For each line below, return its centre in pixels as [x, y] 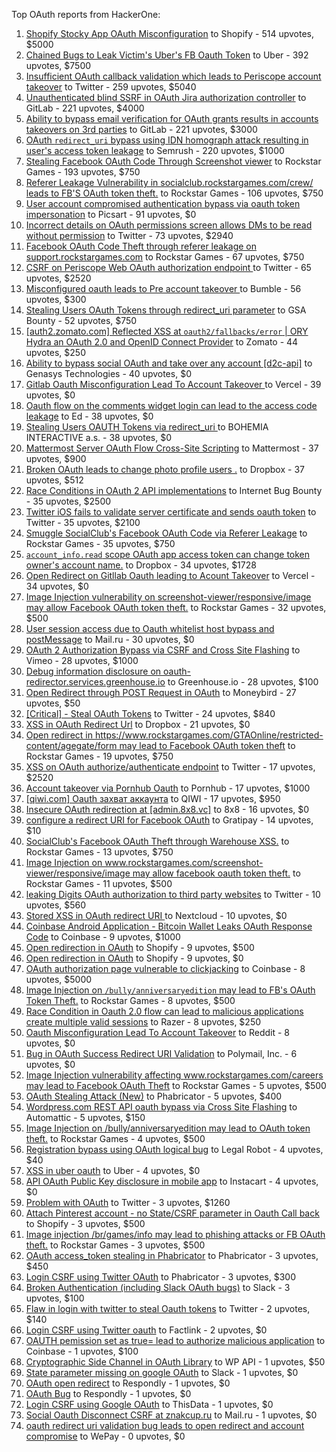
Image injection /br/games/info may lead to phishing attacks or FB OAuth [175, 1234]
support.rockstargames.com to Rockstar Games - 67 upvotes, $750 [165, 257]
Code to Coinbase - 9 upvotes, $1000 [103, 937]
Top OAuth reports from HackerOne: [86, 14]
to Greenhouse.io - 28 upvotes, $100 [243, 682]
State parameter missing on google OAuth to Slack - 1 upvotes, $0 [162, 1372]
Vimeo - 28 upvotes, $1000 [82, 660]
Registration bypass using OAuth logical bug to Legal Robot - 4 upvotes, [174, 1149]
